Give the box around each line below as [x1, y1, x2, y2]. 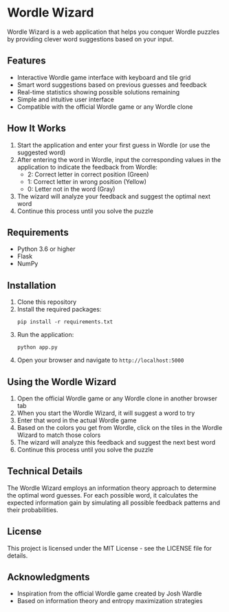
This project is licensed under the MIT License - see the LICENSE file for [7, 544, 212, 552]
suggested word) [17, 148, 66, 156]
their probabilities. [7, 505, 58, 514]
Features [7, 55, 46, 67]
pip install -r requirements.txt [17, 318, 113, 325]
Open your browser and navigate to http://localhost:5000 [17, 356, 184, 365]
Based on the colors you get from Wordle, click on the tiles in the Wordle [17, 424, 223, 431]
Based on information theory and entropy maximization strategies [17, 597, 203, 605]
